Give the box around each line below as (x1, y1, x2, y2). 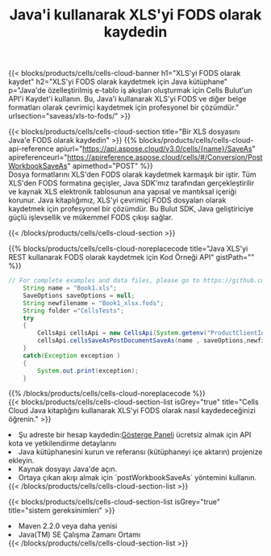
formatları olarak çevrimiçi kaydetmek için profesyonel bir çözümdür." (8, 102, 240, 112)
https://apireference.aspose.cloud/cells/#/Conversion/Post (67, 153, 263, 162)
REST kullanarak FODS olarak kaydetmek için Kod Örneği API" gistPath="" (8, 253, 255, 262)
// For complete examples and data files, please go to (8, 277, 200, 285)
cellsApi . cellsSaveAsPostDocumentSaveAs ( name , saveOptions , (37, 337, 248, 345)
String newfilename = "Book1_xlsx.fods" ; (23, 299, 164, 307)
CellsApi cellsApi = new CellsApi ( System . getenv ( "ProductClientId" (37, 329, 269, 337)
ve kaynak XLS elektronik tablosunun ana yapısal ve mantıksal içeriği (8, 187, 236, 197)
